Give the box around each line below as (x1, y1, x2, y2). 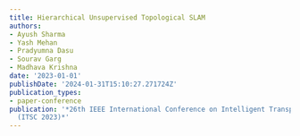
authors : (9, 21, 42, 30)
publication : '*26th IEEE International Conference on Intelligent (9, 105, 266, 114)
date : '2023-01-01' (9, 72, 82, 81)
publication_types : (9, 88, 82, 97)
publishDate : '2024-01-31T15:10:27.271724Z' (9, 80, 178, 89)
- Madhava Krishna (9, 64, 78, 72)
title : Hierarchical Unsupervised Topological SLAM (9, 13, 205, 22)
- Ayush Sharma (9, 30, 66, 38)
